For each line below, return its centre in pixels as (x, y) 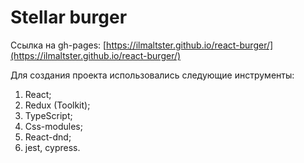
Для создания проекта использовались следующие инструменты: (152, 75)
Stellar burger (69, 17)
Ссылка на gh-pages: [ (58, 45)
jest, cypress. (52, 147)
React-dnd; (48, 137)
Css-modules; (53, 126)
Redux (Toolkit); (57, 105)
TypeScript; (48, 115)
